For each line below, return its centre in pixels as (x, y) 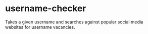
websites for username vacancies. (40, 27)
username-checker (46, 8)
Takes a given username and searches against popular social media (74, 22)
